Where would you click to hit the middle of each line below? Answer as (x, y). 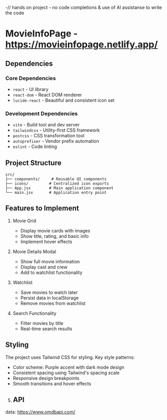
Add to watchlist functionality (51, 272)
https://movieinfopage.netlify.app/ (82, 44)
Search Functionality (34, 313)
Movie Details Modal (34, 251)
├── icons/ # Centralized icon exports (57, 184)
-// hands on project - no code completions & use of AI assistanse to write (84, 7)
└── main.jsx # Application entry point (56, 192)
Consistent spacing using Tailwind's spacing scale (66, 373)
